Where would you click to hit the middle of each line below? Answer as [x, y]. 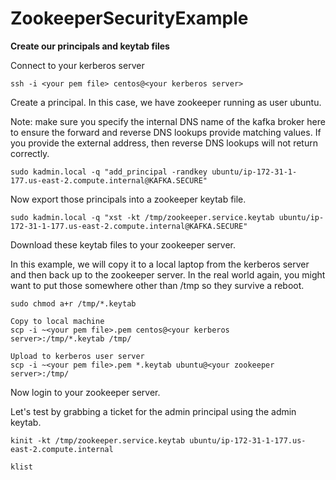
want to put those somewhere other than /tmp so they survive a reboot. [157, 285]
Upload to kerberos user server [77, 356]
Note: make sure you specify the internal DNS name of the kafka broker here [168, 121]
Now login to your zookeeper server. [85, 392]
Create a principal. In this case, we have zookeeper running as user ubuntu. [166, 102]
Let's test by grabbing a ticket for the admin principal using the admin [153, 411]
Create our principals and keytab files [90, 46]
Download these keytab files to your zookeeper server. [123, 244]
